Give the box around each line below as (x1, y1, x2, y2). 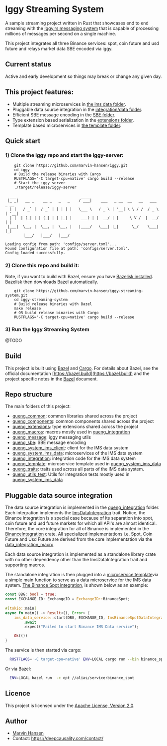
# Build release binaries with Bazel (14, 301, 92, 307)
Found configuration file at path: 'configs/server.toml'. (5, 246, 130, 251)
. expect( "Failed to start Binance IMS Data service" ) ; (23, 624, 139, 630)
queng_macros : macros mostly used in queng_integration (12, 429, 130, 435)
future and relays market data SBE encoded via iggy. (5, 45, 113, 51)
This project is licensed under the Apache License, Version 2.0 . (5, 703, 135, 709)
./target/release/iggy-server (14, 185, 77, 190)
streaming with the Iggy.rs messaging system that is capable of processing (5, 25, 159, 31)
